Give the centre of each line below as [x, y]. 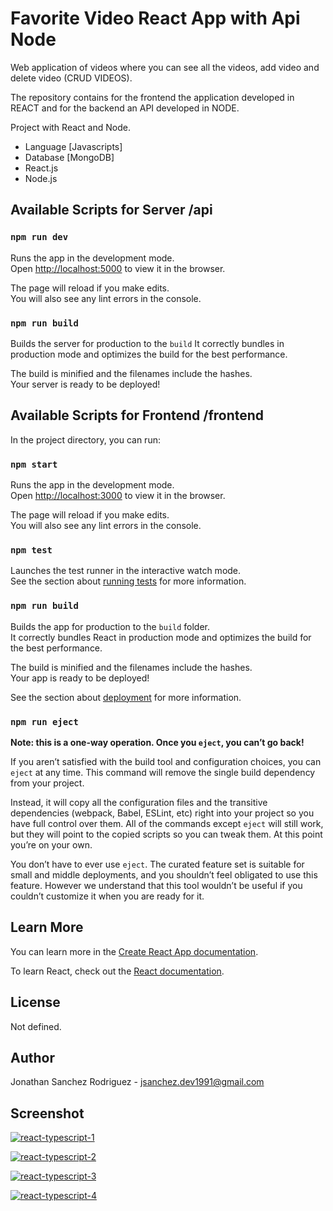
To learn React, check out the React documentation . [117, 971]
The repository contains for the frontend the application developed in [152, 97]
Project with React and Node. [70, 127]
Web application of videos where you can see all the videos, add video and [165, 67]
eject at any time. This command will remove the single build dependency [163, 772]
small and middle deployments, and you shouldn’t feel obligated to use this [164, 874]
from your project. [47, 783]
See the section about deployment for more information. [126, 697]
